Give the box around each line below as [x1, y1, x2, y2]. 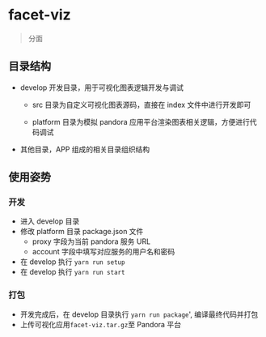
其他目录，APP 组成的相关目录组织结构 [19, 144, 150, 154]
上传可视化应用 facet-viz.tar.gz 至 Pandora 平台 [19, 319, 182, 329]
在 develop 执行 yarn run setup [19, 257, 125, 267]
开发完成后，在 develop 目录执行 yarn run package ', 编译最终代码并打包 [19, 309, 259, 319]
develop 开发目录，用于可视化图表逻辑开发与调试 [19, 83, 184, 92]
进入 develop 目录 [19, 216, 80, 226]
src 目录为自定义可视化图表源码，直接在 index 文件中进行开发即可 [32, 100, 251, 109]
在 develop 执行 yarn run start [19, 267, 125, 277]
